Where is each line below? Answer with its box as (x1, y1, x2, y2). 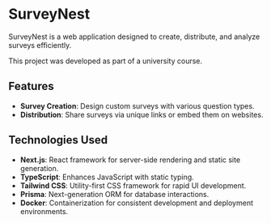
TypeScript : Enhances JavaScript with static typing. (19, 172, 194, 182)
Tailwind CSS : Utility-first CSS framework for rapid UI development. (19, 180, 247, 191)
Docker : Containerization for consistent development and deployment (19, 198, 253, 208)
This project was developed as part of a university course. (8, 56, 203, 66)
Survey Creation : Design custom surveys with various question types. (19, 101, 255, 110)
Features (8, 79, 54, 93)
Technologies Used (8, 133, 108, 147)
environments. (19, 206, 69, 216)
